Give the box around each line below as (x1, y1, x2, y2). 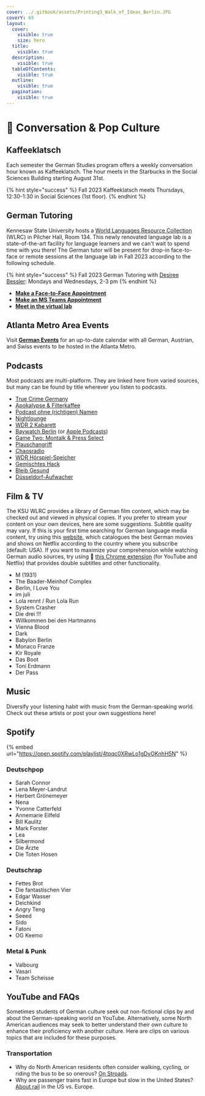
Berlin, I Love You (15, 584, 60, 591)
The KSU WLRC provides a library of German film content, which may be (6, 508, 190, 514)
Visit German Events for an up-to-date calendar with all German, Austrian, (6, 336, 194, 343)
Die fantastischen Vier (15, 886, 72, 894)
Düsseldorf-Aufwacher (15, 473, 73, 481)
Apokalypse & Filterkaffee (15, 402, 81, 409)
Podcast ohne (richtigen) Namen (15, 408, 98, 416)
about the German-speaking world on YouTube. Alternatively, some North (6, 1015, 192, 1022)
